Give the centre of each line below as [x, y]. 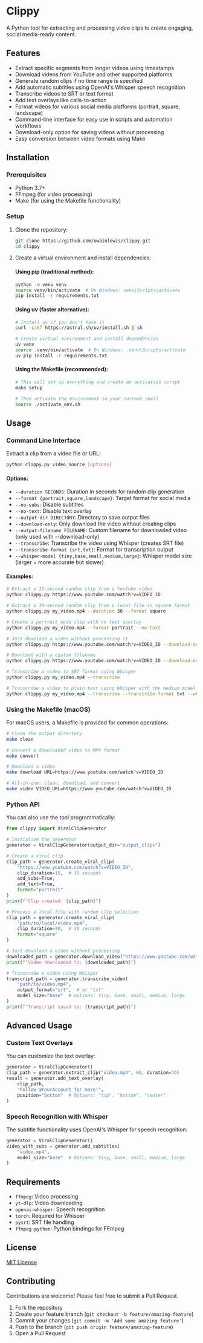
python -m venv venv [41, 285]
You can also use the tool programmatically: [61, 818]
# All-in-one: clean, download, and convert [63, 783]
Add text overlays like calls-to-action [61, 100]
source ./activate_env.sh [47, 404]
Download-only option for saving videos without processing [89, 132]
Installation [28, 158]
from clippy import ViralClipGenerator [56, 829]
